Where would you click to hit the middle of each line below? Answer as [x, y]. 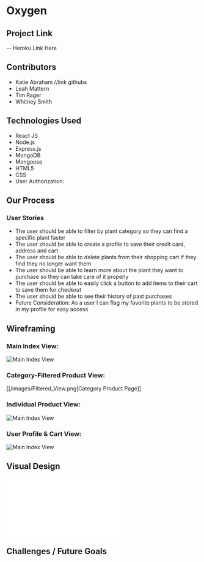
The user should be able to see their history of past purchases [93, 296]
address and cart [37, 251]
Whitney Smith [34, 101]
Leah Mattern [32, 88]
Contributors [31, 67]
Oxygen [27, 11]
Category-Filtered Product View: [56, 375]
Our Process [31, 201]
